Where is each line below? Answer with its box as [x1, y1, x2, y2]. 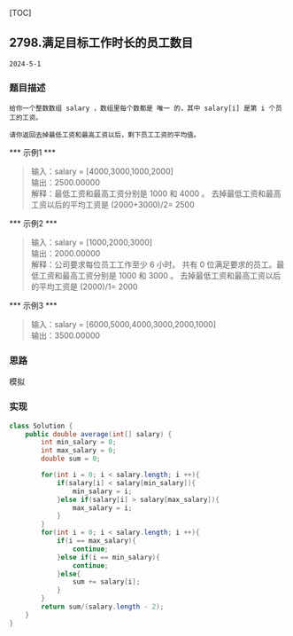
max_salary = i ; [72, 503, 133, 513]
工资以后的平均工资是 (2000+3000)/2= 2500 [30, 200, 195, 210]
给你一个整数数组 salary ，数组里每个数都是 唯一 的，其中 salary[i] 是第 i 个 [9, 104, 276, 114]
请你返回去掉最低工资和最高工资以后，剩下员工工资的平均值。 [9, 130, 201, 140]
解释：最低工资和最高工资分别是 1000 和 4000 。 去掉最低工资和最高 [30, 188, 281, 199]
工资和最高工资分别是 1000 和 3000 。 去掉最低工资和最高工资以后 [38, 271, 281, 281]
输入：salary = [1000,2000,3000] [30, 237, 153, 247]
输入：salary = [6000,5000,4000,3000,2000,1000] [30, 319, 217, 330]
